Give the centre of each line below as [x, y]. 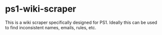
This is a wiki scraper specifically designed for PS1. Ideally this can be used [81, 22]
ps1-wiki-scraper [41, 9]
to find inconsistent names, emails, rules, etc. [51, 27]
